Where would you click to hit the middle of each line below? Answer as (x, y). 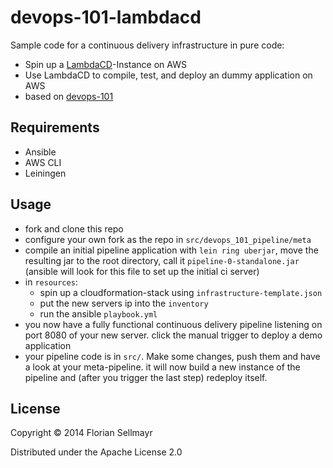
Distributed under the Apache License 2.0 (96, 452)
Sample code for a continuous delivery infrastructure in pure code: (147, 45)
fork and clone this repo (74, 228)
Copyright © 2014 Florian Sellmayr (81, 433)
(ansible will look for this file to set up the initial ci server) (142, 271)
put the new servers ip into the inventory (124, 303)
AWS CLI (43, 162)
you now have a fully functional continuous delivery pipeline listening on (173, 324)
